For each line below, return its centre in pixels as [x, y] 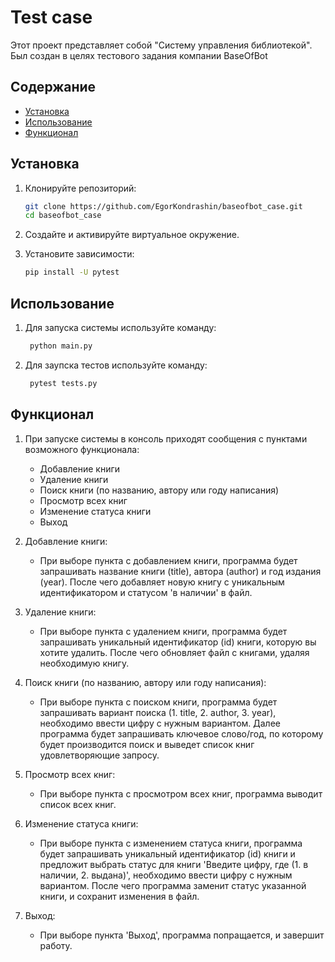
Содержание [53, 87]
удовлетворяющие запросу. [99, 755]
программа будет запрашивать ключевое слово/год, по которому [181, 733]
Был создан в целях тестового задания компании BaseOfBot [139, 55]
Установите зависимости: [79, 254]
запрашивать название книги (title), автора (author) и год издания [180, 571]
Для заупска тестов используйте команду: [116, 365]
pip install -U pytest [72, 272]
